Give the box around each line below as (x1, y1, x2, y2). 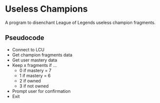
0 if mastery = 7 (19, 67, 52, 73)
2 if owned (19, 78, 41, 83)
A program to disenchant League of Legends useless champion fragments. (5, 20, 156, 25)
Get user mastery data (12, 57, 58, 63)
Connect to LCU (12, 46, 45, 52)
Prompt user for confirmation (12, 88, 71, 94)
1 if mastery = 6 (19, 72, 51, 79)
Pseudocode (5, 34, 45, 42)
